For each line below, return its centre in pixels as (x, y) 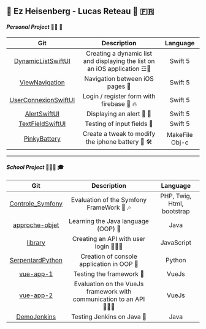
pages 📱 (119, 86)
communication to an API (109, 299)
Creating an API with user (109, 238)
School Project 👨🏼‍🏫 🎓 (35, 167)
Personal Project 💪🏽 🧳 (35, 27)
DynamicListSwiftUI (42, 61)
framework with (109, 291)
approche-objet (36, 225)
